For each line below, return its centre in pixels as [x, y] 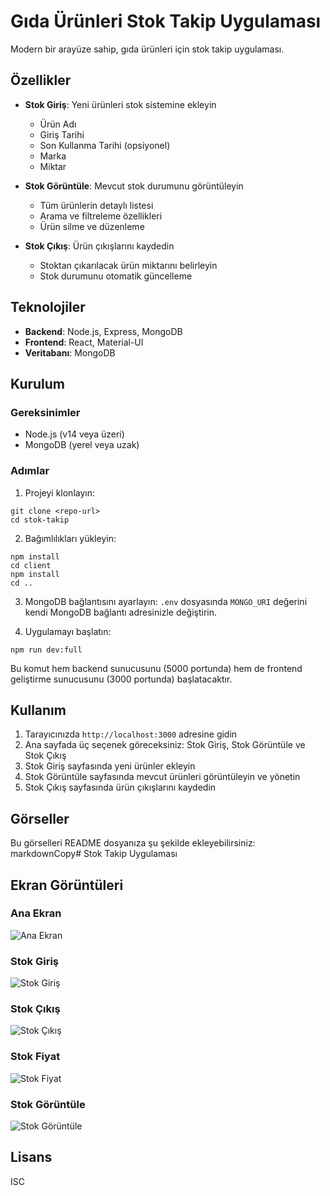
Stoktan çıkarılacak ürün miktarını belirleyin [128, 265]
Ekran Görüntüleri [67, 885]
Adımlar [30, 471]
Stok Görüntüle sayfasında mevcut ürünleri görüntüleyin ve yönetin [162, 777]
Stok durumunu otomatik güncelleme [116, 276]
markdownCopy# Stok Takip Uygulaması [94, 854]
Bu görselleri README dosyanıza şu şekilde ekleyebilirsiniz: [133, 843]
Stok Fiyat [35, 1057]
